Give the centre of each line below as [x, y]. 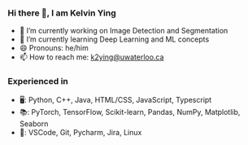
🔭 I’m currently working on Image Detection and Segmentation [124, 31]
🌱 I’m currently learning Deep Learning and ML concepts [114, 39]
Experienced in [38, 81]
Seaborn [34, 123]
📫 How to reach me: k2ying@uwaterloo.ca [91, 57]
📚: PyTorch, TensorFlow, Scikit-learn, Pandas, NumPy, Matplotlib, [130, 112]
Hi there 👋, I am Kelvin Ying [62, 13]
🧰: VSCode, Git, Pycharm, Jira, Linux [80, 132]
